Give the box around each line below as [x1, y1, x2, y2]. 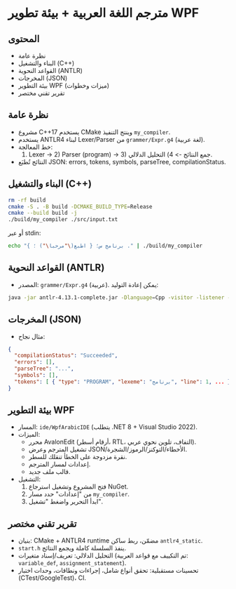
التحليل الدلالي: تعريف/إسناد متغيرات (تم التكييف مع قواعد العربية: [18, 551, 188, 560]
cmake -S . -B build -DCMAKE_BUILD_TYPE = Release [8, 203, 153, 210]
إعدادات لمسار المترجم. [28, 460, 91, 468]
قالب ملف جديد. [28, 468, 71, 476]
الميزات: [18, 430, 41, 439]
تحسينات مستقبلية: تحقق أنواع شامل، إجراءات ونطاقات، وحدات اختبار [18, 567, 199, 575]
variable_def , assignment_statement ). [18, 559, 127, 567]
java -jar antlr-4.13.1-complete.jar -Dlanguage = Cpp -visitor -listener [8, 293, 225, 301]
